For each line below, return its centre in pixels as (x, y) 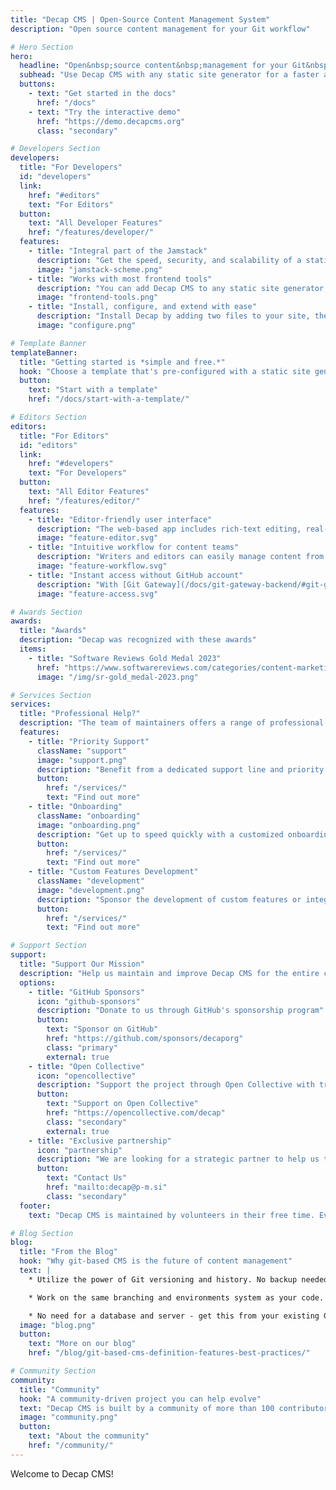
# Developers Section (55, 149)
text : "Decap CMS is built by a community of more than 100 (147, 1408)
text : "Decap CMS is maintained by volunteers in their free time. (171, 1215)
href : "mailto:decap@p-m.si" (107, 1187)
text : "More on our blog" (82, 1344)
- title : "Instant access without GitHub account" (136, 575)
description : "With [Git (88, 584)
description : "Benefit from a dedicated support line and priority (180, 769)
